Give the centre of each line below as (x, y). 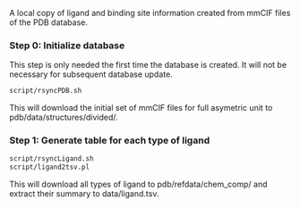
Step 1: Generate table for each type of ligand (110, 140)
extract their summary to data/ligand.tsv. (84, 194)
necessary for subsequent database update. (91, 74)
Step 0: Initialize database (67, 46)
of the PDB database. (48, 22)
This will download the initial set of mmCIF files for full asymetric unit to (141, 108)
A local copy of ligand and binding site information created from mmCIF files (150, 13)
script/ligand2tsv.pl (50, 167)
